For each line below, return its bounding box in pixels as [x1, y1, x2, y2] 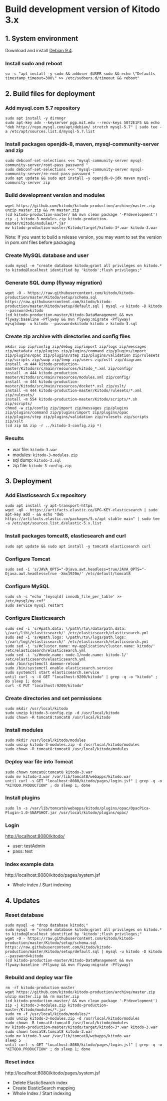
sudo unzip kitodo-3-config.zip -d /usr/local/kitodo [5, 710, 120, 716]
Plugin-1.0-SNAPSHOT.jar [5, 810, 57, 815]
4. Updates [5, 896, 40, 905]
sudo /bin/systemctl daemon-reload [5, 661, 79, 666]
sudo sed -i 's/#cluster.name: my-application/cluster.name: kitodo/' [5, 643, 155, 648]
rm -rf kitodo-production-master [5, 985, 75, 991]
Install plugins [5, 794, 40, 801]
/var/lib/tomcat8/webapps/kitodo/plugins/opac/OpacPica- [29, 805, 151, 811]
